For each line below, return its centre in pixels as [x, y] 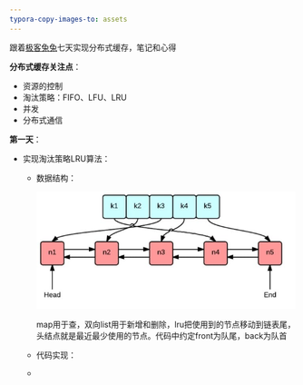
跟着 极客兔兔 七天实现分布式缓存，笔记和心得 [93, 47]
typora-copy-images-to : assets [68, 19]
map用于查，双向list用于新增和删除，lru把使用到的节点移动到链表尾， [166, 325]
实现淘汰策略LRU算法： [66, 158]
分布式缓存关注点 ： [45, 66]
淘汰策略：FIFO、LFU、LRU [74, 97]
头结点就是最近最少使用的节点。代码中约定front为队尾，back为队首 [161, 336]
